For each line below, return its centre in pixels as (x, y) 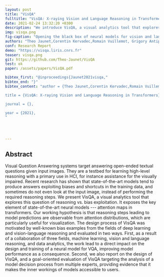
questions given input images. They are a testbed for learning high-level (77, 171)
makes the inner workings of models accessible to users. (62, 269)
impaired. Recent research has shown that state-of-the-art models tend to (80, 181)
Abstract (19, 154)
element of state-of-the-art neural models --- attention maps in (69, 207)
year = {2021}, (20, 113)
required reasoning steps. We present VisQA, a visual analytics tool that (77, 197)
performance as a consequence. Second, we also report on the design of (79, 254)
